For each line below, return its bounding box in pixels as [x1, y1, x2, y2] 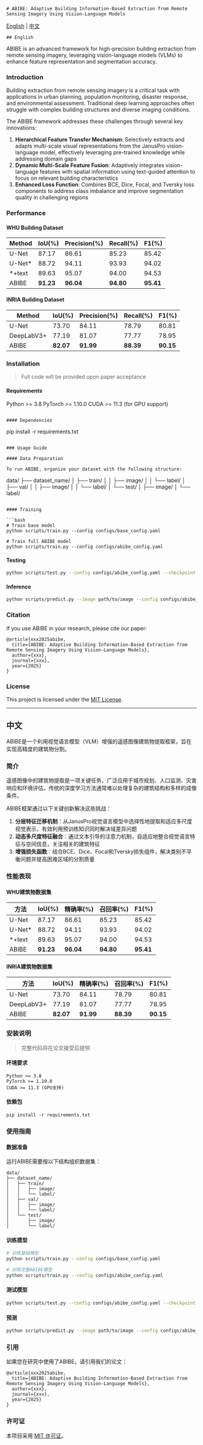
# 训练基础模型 [6, 1250, 39, 1256]
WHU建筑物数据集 [6, 888, 52, 895]
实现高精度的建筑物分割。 [6, 745, 70, 752]
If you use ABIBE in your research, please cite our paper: [6, 624, 147, 632]
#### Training [6, 507, 42, 513]
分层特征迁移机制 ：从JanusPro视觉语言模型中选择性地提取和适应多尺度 [14, 817, 192, 825]
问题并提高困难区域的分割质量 [20, 855, 95, 863]
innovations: [6, 124, 37, 131]
